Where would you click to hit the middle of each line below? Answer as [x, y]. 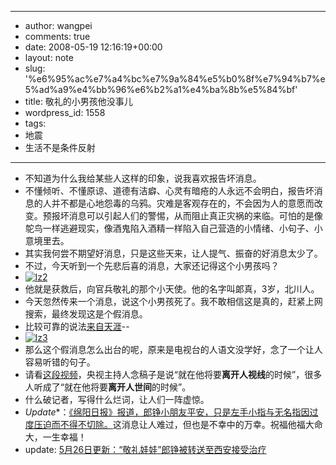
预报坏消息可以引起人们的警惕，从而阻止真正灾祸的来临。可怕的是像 [182, 215]
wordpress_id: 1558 [65, 112]
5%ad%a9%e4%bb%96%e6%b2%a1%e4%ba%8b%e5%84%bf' [161, 89]
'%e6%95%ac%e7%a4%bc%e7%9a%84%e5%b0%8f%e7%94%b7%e [175, 79]
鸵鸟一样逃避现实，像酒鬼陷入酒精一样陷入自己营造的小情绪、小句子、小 [173, 228]
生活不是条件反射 [60, 147]
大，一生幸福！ [55, 437]
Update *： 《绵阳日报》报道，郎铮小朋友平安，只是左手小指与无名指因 [167, 412]
